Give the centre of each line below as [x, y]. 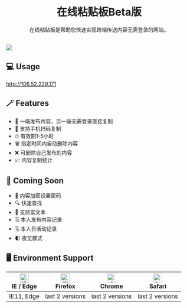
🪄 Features [27, 103]
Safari [158, 286]
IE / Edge [24, 286]
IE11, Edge [24, 296]
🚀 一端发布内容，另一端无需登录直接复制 [64, 121]
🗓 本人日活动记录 [36, 229]
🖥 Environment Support [50, 258]
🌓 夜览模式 [29, 238]
